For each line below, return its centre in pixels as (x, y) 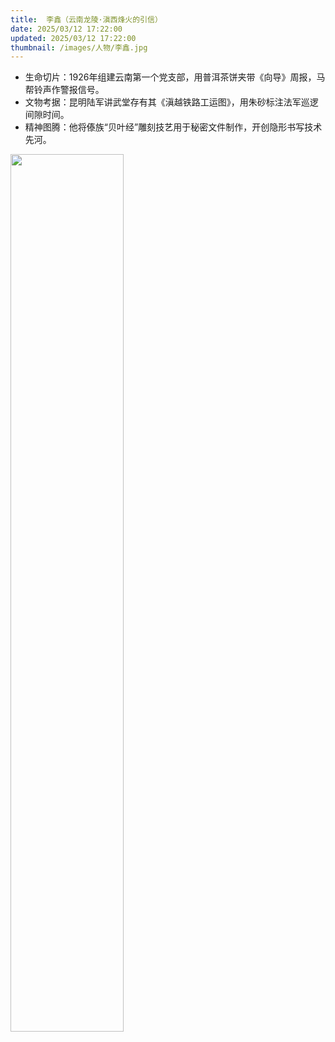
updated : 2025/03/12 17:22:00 (73, 38)
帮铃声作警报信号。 (64, 90)
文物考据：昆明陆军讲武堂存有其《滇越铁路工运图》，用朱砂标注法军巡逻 (171, 102)
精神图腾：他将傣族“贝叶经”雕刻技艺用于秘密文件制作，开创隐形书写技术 (173, 127)
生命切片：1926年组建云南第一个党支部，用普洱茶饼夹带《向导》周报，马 (175, 77)
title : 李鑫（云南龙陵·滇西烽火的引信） (86, 19)
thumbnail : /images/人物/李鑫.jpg (79, 47)
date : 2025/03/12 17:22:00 (66, 29)
